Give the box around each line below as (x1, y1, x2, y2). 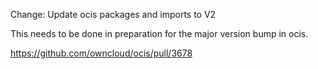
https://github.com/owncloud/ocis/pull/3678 (10, 47, 193, 59)
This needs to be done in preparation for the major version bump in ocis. (10, 28, 309, 39)
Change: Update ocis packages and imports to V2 (10, 9, 217, 20)
